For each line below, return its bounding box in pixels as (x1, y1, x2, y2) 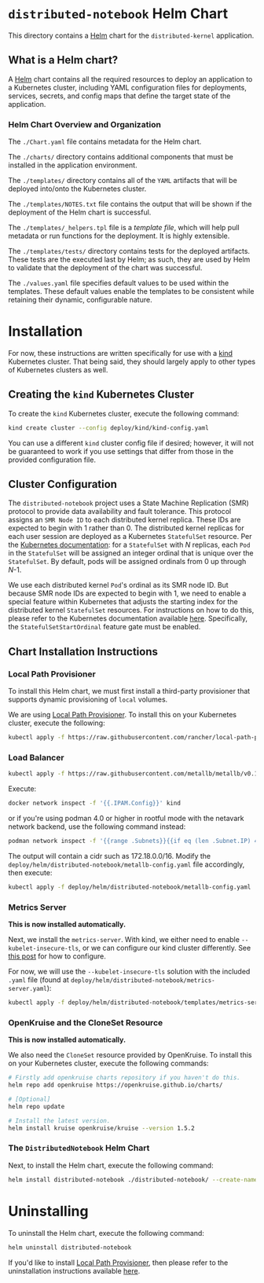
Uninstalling (8, 1202, 89, 1220)
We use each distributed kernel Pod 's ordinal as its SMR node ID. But (8, 581, 229, 590)
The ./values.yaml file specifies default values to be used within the (8, 278, 229, 288)
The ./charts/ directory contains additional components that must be (8, 152, 233, 162)
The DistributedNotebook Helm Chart (8, 1142, 150, 1153)
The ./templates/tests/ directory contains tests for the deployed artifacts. (8, 247, 250, 256)
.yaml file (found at (8, 975, 69, 984)
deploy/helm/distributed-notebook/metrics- (70, 977, 216, 984)
